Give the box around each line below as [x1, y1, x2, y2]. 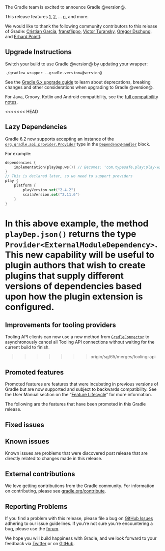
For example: [5, 150, 32, 156]
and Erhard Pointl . [5, 34, 42, 39]
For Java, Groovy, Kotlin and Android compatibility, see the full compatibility [5, 93, 159, 100]
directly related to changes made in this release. [5, 456, 103, 462]
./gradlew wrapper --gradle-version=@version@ [5, 70, 102, 75]
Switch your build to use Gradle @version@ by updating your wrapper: [5, 61, 148, 67]
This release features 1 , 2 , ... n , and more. [5, 14, 89, 19]
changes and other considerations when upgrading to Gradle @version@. [5, 84, 154, 90]
